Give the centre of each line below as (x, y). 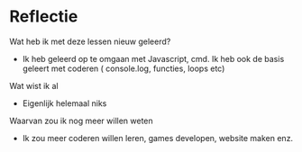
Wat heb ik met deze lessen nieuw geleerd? (90, 41)
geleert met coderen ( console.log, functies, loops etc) (124, 68)
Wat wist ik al (34, 85)
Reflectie (44, 17)
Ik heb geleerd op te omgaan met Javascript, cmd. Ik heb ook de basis (153, 58)
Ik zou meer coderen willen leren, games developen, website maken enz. (158, 138)
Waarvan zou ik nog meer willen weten (81, 121)
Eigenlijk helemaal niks (64, 103)
